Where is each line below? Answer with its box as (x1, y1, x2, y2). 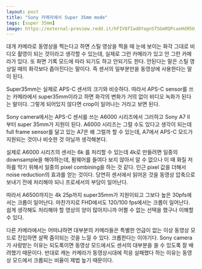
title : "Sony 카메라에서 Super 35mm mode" (6, 14, 108, 20)
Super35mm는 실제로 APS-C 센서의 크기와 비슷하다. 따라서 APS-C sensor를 (6, 85, 188, 93)
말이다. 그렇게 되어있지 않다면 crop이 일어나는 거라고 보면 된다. (12, 100, 161, 108)
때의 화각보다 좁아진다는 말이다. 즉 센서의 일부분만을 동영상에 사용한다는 (17, 65, 186, 73)
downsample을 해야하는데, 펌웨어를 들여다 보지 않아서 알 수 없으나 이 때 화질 (6, 156, 187, 163)
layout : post (6, 8, 39, 15)
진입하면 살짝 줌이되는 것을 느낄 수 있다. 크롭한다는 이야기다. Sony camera (17, 234, 192, 241)
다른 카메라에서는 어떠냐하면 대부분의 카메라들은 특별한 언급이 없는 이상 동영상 (6, 226, 189, 234)
